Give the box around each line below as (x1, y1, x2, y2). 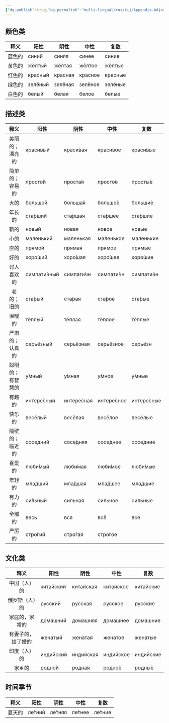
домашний (40, 617, 67, 624)
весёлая (63, 414, 84, 421)
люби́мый (25, 463, 49, 470)
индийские (134, 651, 161, 658)
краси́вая (63, 146, 87, 153)
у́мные (131, 373, 148, 380)
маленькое (97, 235, 125, 242)
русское (103, 600, 124, 607)
